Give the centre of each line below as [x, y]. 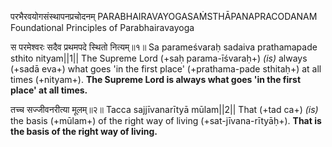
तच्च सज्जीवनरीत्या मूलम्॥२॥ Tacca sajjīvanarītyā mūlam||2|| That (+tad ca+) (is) [164, 109]
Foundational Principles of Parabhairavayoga [102, 27]
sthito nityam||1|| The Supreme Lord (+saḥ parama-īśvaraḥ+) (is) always [159, 58]
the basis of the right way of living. [84, 131]
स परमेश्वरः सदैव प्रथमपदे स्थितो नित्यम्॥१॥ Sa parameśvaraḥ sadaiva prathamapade [164, 47]
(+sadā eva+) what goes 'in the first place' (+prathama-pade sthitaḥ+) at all [166, 69]
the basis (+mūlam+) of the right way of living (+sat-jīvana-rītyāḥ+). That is [166, 120]
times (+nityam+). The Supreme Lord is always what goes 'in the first [156, 79]
